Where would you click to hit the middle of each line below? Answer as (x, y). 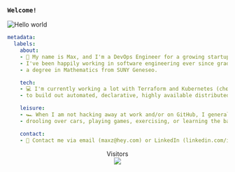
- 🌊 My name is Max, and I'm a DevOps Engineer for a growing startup (125, 57)
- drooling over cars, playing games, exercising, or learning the (120, 121)
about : (29, 51)
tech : (28, 83)
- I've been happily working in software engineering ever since (117, 63)
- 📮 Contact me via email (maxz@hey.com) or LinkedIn (100, 140)
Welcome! (22, 10)
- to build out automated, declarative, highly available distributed (125, 96)
